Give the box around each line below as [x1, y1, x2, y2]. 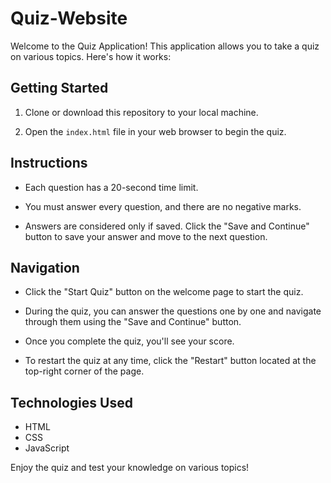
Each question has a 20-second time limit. [24, 181, 199, 193]
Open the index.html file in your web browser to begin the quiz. [24, 125, 287, 137]
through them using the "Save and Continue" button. [24, 316, 242, 328]
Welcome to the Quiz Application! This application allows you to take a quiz [10, 40, 320, 52]
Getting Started [10, 80, 109, 97]
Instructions [10, 155, 88, 172]
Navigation [10, 259, 80, 276]
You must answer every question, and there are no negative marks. [24, 200, 302, 212]
